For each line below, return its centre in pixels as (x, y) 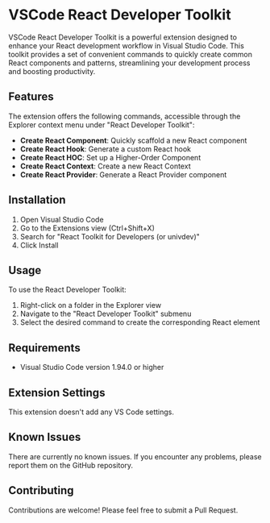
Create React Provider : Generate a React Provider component (123, 174)
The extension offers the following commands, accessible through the (125, 116)
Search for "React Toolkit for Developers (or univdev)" (110, 236)
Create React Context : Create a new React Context (105, 166)
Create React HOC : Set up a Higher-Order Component (110, 157)
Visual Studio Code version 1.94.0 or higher (92, 367)
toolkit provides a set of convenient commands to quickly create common (130, 54)
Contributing (41, 490)
